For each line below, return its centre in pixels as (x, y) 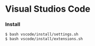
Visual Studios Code (48, 9)
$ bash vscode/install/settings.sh (42, 34)
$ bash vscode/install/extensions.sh (44, 39)
